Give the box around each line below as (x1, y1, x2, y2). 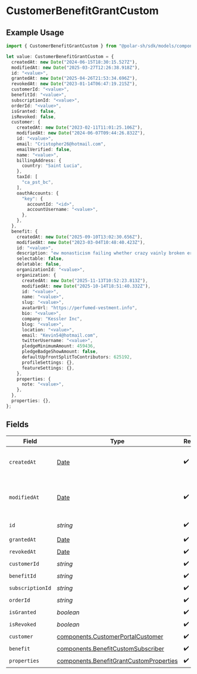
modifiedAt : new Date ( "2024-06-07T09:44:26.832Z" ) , (16, 130, 145, 136)
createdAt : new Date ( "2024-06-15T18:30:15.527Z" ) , (11, 59, 138, 65)
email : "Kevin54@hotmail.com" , (21, 332, 98, 338)
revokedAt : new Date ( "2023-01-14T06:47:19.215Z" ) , (11, 81, 138, 87)
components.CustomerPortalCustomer (56, 633, 164, 641)
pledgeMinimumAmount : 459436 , (21, 343, 96, 349)
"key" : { (21, 196, 43, 202)
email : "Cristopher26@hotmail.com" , (16, 141, 107, 147)
